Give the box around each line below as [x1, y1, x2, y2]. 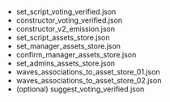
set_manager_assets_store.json [15, 41, 121, 51]
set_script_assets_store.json [15, 32, 110, 42]
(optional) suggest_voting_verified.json [15, 84, 145, 94]
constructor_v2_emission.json [15, 24, 116, 33]
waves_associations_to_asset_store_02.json [15, 76, 162, 85]
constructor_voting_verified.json [15, 15, 123, 25]
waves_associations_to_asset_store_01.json [15, 67, 160, 76]
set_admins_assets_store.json [15, 58, 116, 68]
